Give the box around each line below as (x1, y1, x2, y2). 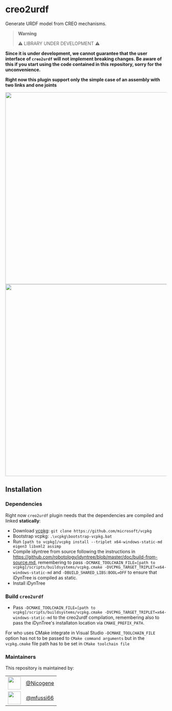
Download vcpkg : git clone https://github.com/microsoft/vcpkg (12, 527, 152, 533)
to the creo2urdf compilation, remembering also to (53, 614, 160, 620)
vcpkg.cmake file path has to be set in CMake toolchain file (5, 640, 130, 647)
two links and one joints (5, 82, 57, 88)
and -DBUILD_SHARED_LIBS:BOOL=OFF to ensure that (53, 569, 157, 575)
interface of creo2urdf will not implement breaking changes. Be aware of (5, 55, 162, 62)
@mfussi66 (26, 695, 54, 702)
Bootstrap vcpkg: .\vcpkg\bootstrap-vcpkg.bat (12, 533, 113, 539)
